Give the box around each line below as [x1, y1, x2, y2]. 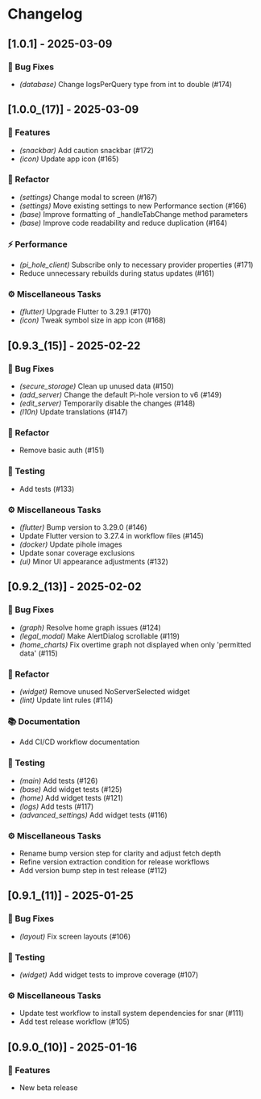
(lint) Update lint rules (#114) [19, 695, 114, 706]
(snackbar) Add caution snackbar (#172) [19, 145, 155, 155]
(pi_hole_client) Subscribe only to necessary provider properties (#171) [19, 260, 254, 270]
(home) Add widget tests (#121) [19, 793, 123, 802]
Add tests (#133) [19, 484, 75, 493]
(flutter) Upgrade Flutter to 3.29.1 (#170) [19, 307, 151, 317]
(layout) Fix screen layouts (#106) [19, 931, 131, 941]
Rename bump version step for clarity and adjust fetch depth [19, 848, 222, 858]
